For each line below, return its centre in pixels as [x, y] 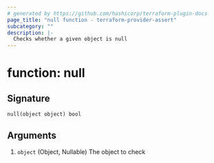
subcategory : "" [30, 26]
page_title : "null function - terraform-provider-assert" [92, 20]
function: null [46, 73]
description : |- [30, 33]
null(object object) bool [44, 114]
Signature [29, 98]
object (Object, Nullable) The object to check [81, 151]
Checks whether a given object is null [71, 39]
